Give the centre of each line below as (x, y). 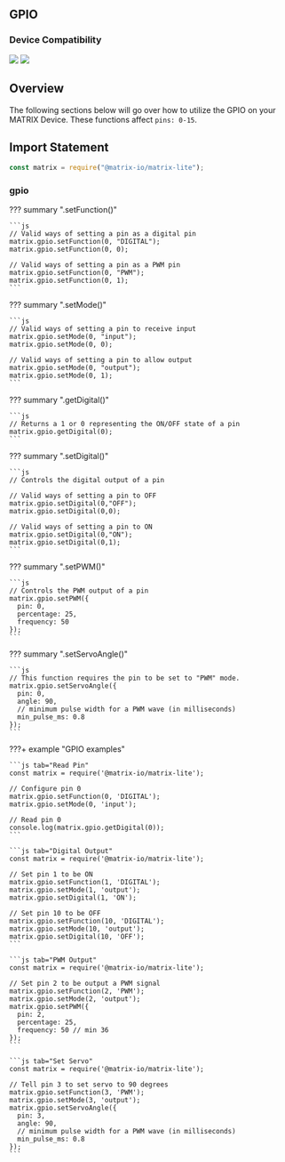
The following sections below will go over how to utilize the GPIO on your (143, 109)
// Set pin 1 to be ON (51, 875)
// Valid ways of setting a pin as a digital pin (103, 234)
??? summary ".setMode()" (58, 305)
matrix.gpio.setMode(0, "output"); (75, 368)
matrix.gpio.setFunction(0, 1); (69, 281)
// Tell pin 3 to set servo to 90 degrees (89, 1085)
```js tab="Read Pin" (49, 766)
